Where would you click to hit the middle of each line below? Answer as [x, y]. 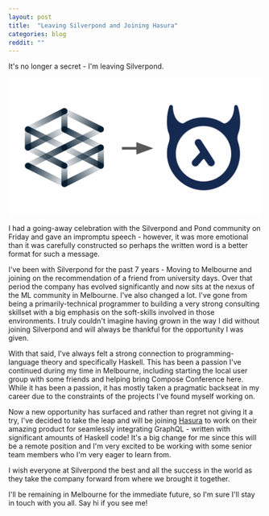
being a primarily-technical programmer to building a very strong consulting [134, 303]
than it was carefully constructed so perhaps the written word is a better [128, 245]
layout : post [30, 17]
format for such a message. [54, 254]
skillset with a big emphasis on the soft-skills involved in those [112, 312]
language [24, 361]
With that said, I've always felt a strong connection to [97, 353]
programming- [211, 353]
